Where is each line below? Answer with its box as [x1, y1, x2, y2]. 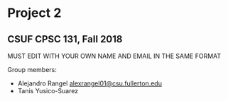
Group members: [7, 66, 57, 73]
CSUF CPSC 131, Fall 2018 [7, 33, 123, 45]
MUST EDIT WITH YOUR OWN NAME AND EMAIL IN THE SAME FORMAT [7, 52, 222, 60]
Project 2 [7, 5, 62, 21]
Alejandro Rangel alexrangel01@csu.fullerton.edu [17, 79, 162, 88]
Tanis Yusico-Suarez [17, 87, 79, 95]
